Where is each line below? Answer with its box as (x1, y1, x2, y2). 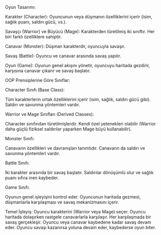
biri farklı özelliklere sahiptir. (5, 34, 62, 39)
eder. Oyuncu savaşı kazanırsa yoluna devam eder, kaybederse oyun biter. (5, 225, 156, 230)
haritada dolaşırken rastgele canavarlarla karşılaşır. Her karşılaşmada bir (5, 214, 151, 220)
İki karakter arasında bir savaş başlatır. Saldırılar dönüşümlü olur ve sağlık (5, 170, 154, 175)
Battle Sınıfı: (5, 160, 30, 166)
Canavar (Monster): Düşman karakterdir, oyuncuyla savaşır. (5, 43, 126, 49)
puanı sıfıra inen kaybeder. (5, 175, 59, 181)
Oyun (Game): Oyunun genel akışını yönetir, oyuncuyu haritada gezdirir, (5, 63, 150, 68)
